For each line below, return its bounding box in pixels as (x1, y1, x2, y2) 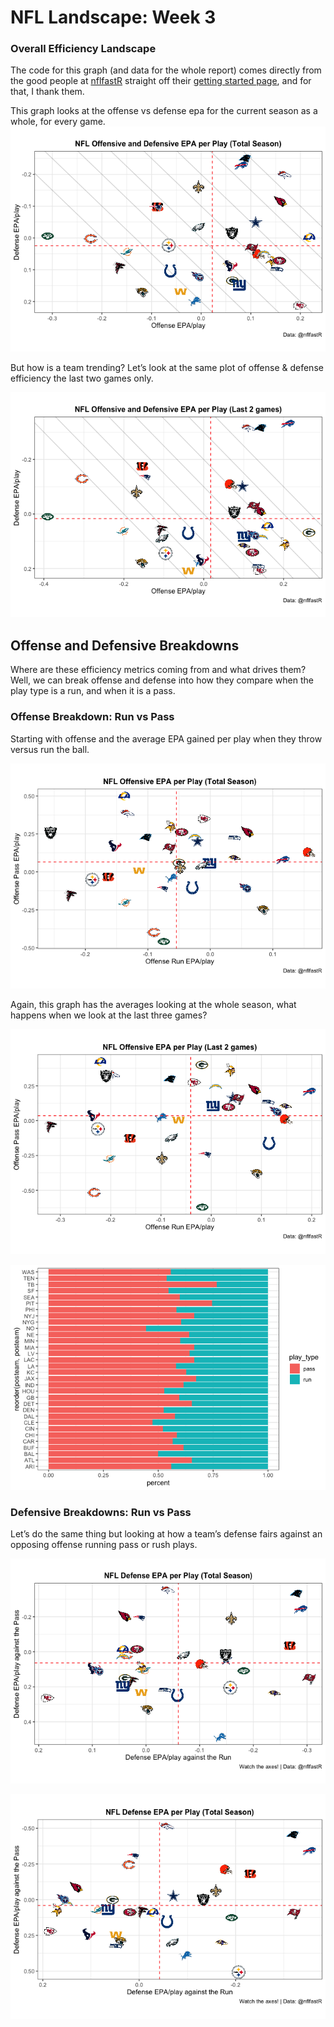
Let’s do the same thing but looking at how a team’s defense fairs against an (10, 1527, 323, 1540)
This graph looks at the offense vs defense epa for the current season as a (10, 105, 318, 117)
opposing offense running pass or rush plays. (10, 1538, 198, 1550)
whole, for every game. (10, 116, 106, 128)
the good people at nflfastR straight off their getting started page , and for (10, 75, 312, 87)
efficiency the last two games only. (10, 372, 154, 385)
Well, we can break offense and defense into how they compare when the (10, 674, 314, 686)
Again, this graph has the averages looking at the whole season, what (10, 998, 297, 1010)
